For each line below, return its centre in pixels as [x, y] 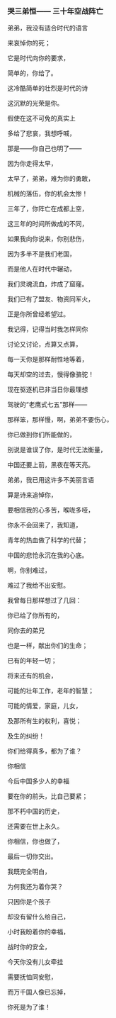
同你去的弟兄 [26, 631]
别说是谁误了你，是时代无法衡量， [57, 450]
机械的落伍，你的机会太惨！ [48, 194]
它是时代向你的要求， [38, 58]
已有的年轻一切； [32, 661]
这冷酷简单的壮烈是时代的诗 [48, 88]
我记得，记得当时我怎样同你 [48, 329]
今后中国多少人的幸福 [38, 781]
